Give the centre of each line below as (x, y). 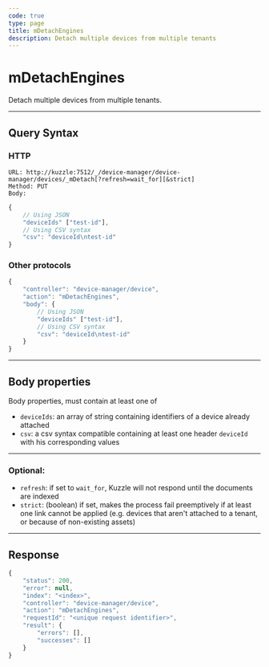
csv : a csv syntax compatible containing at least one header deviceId (134, 433)
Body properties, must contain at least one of (83, 401)
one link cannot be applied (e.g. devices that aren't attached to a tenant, (139, 514)
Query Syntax (44, 133)
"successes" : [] (64, 640)
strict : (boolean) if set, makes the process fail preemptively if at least (136, 505)
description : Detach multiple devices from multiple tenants (112, 38)
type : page (26, 23)
